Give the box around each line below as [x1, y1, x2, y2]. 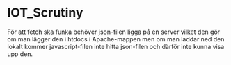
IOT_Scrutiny [7, 5, 83, 21]
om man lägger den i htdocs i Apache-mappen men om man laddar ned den [7, 35, 225, 43]
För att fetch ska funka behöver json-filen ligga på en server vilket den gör [7, 28, 221, 36]
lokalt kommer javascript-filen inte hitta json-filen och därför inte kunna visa [7, 42, 225, 50]
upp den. [7, 50, 33, 58]
